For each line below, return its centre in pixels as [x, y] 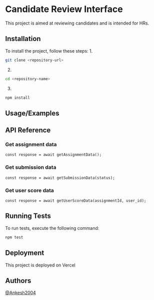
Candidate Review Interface [64, 9]
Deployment [25, 253]
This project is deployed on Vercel [40, 265]
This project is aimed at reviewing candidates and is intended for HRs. [77, 23]
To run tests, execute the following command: [52, 228]
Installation [23, 39]
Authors [18, 281]
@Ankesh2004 [20, 293]
